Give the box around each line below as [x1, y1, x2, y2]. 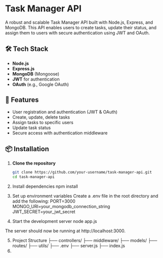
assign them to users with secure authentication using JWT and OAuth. [5, 30, 150, 36]
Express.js [12, 65, 35, 72]
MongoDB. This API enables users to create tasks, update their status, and [5, 24, 157, 30]
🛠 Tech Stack [5, 45, 48, 53]
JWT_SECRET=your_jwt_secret [12, 209, 76, 215]
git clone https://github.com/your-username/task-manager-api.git [12, 170, 152, 175]
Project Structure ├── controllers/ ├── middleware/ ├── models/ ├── [12, 238, 158, 244]
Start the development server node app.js [12, 218, 97, 224]
